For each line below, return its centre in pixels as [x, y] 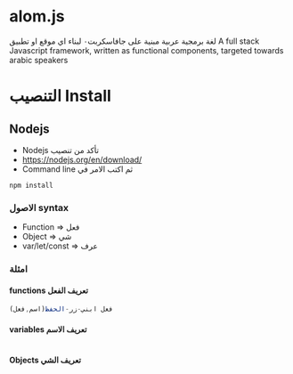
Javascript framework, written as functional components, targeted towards [146, 50]
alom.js [37, 16]
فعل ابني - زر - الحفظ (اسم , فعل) [61, 309]
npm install [31, 185]
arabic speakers [39, 60]
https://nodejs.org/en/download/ [82, 159]
